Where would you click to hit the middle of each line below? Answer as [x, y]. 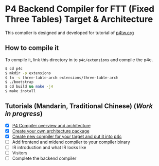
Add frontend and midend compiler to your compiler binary [71, 142]
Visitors [20, 153]
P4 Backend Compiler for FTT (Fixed [80, 9]
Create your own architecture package [51, 131]
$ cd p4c [14, 68]
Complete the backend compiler [44, 158]
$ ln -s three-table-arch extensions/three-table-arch [62, 78]
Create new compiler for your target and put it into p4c [67, 136]
